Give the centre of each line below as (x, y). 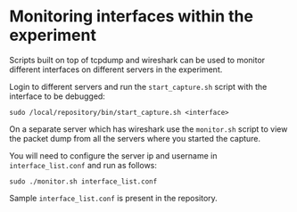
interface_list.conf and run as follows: (83, 165)
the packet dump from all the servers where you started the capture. (135, 138)
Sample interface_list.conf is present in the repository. (114, 198)
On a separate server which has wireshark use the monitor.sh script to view (148, 129)
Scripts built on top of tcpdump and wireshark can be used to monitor (137, 60)
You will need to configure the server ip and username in (113, 155)
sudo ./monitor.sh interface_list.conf (83, 181)
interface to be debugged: (57, 96)
